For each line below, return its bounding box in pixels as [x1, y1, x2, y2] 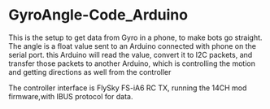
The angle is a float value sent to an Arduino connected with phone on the [8, 41, 256, 50]
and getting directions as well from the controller [8, 67, 172, 76]
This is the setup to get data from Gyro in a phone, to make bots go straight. [8, 33, 263, 42]
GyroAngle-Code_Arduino [8, 6, 189, 24]
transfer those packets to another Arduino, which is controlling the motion [8, 59, 256, 68]
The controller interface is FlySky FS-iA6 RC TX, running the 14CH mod [8, 83, 247, 93]
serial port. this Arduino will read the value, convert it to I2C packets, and [8, 50, 253, 59]
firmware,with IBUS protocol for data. [8, 91, 133, 101]
